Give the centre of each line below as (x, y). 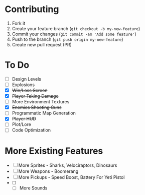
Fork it (19, 23)
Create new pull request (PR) (42, 44)
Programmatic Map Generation (44, 113)
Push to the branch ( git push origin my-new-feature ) (67, 39)
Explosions (23, 85)
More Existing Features (54, 151)
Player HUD (24, 119)
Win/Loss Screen (30, 90)
